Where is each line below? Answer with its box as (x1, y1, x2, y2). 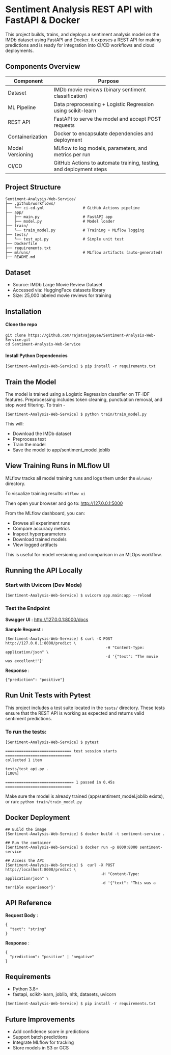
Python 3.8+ (12, 986, 39, 992)
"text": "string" (10, 926, 47, 932)
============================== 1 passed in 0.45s (5, 779, 115, 785)
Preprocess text (12, 436, 46, 442)
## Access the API (5, 858, 44, 863)
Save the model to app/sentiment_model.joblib (12, 447, 110, 453)
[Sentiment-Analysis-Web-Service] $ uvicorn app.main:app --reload (5, 593, 152, 598)
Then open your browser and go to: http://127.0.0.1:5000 (5, 500, 123, 506)
